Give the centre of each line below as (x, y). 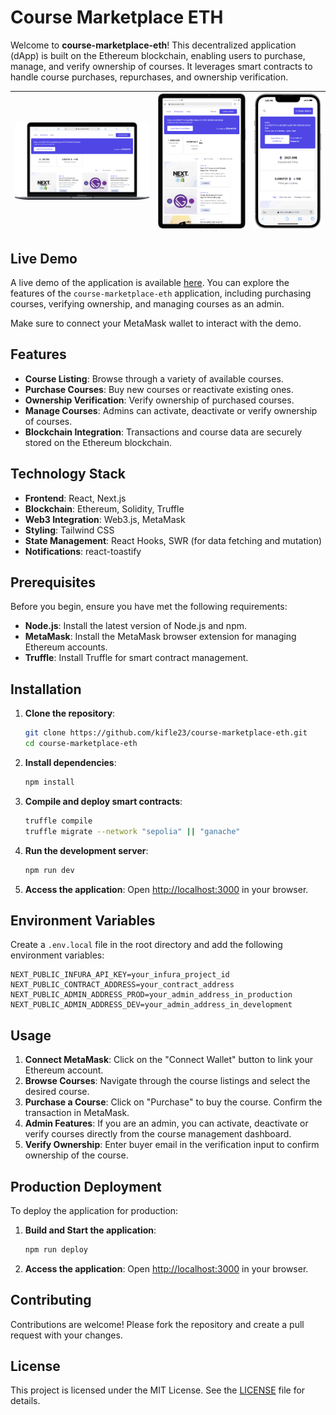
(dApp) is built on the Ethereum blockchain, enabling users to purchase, (158, 55)
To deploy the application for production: (94, 1210)
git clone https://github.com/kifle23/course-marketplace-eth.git (166, 733)
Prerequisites (53, 582)
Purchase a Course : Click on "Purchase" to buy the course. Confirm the (173, 1102)
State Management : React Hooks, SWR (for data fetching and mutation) (173, 540)
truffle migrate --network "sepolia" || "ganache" (132, 831)
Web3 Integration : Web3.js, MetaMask (105, 519)
